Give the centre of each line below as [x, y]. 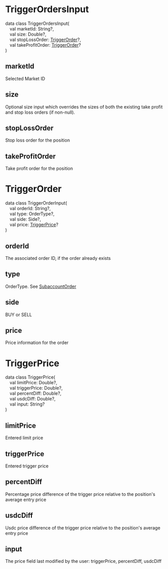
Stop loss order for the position [37, 140]
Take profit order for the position [39, 169]
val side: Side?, [26, 219]
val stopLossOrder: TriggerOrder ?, [46, 40]
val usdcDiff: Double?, [33, 399]
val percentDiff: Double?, [36, 393]
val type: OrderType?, [32, 214]
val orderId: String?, [30, 209]
